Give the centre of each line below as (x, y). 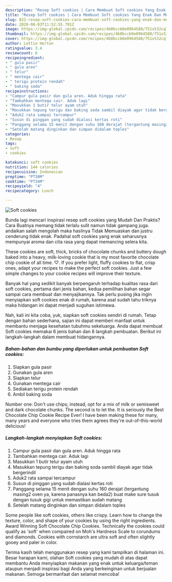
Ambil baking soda (32, 394)
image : (12, 29)
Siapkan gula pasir (32, 367)
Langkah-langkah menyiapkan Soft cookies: (54, 438)
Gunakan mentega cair (37, 383)
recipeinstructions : (27, 91)
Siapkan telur (27, 378)
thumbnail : (17, 34)
